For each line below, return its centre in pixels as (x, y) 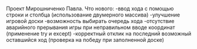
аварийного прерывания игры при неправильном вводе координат (91, 27)
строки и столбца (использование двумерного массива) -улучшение (93, 15)
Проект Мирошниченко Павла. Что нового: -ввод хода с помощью (90, 9)
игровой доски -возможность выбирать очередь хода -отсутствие (90, 21)
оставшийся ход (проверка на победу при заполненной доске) (85, 40)
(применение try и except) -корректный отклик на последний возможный (99, 34)
